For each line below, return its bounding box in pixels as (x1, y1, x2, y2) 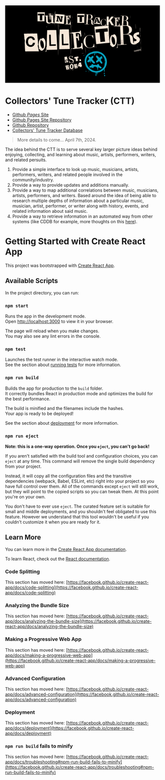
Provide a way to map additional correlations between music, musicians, (12, 187, 159, 193)
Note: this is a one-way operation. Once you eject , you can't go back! (5, 443, 150, 449)
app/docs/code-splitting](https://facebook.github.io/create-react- (5, 584, 138, 590)
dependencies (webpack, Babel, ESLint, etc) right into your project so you (5, 478, 155, 484)
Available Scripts (5, 277, 58, 285)
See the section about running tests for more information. (5, 362, 121, 368)
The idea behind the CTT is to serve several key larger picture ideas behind (5, 146, 158, 152)
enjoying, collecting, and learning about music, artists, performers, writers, (5, 151, 156, 157)
